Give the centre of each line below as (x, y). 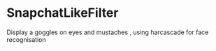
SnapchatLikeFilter (63, 13)
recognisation (26, 39)
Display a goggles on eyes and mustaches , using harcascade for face (108, 32)
